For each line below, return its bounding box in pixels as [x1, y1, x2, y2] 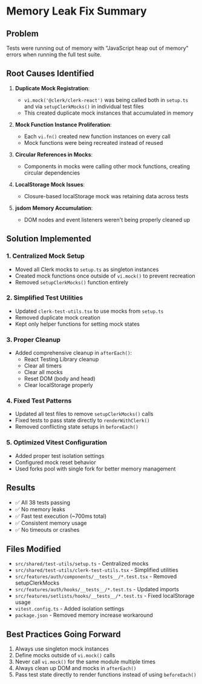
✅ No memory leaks [15, 505, 65, 513]
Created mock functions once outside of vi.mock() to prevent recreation [15, 272, 195, 280]
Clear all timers [24, 362, 62, 369]
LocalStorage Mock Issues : [15, 181, 85, 188]
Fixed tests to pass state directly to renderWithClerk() [15, 417, 150, 424]
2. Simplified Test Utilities [6, 293, 83, 302]
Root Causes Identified [6, 69, 94, 79]
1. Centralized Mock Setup [6, 252, 85, 260]
